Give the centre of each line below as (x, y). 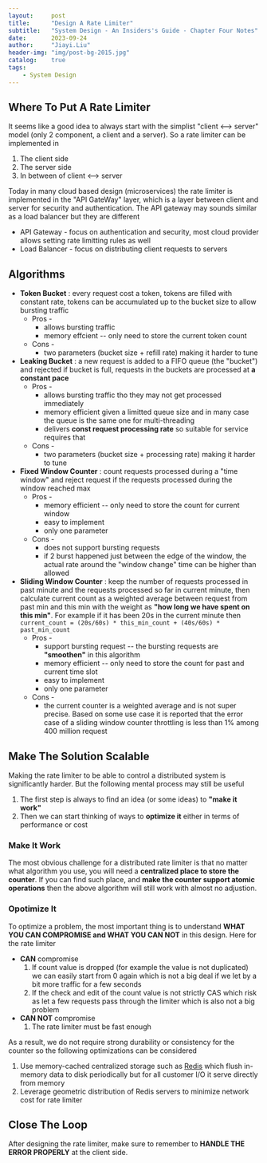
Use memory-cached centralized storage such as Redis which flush (131, 1066)
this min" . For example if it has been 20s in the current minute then (130, 616)
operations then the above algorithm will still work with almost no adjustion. (133, 888)
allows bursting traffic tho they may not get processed (132, 395)
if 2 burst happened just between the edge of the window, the (145, 556)
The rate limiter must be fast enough (91, 1027)
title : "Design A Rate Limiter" (71, 23)
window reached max (55, 488)
